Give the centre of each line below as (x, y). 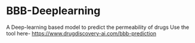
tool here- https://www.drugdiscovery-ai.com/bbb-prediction (81, 33)
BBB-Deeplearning (53, 11)
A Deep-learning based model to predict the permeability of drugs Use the (98, 27)
